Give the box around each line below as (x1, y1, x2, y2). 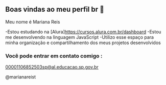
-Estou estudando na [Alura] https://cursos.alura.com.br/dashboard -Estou (5, 29, 162, 35)
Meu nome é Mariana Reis (5, 18, 60, 25)
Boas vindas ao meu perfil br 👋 (5, 5, 105, 14)
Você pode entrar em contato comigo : (5, 52, 103, 59)
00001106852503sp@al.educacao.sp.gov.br (5, 64, 99, 70)
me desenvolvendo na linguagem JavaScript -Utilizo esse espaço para (5, 34, 154, 40)
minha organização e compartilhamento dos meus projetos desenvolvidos (5, 39, 161, 46)
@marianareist (5, 74, 36, 80)
